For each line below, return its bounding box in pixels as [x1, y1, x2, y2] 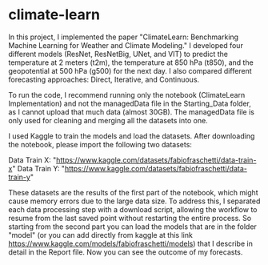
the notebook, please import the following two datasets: [8, 139, 192, 149]
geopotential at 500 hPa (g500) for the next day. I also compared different [8, 66, 252, 75]
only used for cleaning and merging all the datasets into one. [8, 115, 208, 125]
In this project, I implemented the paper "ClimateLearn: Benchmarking [8, 32, 238, 42]
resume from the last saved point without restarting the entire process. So [8, 213, 252, 223]
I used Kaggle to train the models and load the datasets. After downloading [8, 130, 255, 141]
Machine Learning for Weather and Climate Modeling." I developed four [8, 40, 244, 50]
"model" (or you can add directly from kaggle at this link [8, 230, 194, 239]
